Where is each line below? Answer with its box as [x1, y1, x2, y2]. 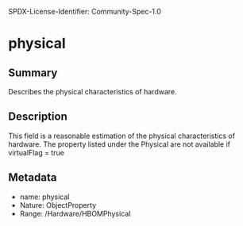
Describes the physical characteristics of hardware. [8, 87, 177, 96]
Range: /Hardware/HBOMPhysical [19, 209, 131, 218]
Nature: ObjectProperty [19, 200, 97, 209]
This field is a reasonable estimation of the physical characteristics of [8, 131, 236, 140]
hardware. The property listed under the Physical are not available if [8, 139, 231, 149]
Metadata [8, 170, 57, 185]
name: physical [19, 192, 70, 201]
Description [8, 110, 67, 124]
